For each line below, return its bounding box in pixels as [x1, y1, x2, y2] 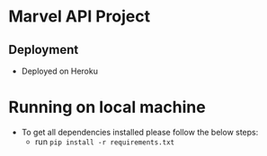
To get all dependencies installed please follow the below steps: [21, 126, 259, 137]
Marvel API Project [8, 6, 150, 27]
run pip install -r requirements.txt [34, 136, 175, 147]
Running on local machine [8, 97, 206, 117]
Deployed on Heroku [21, 65, 98, 76]
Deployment [8, 42, 79, 57]
